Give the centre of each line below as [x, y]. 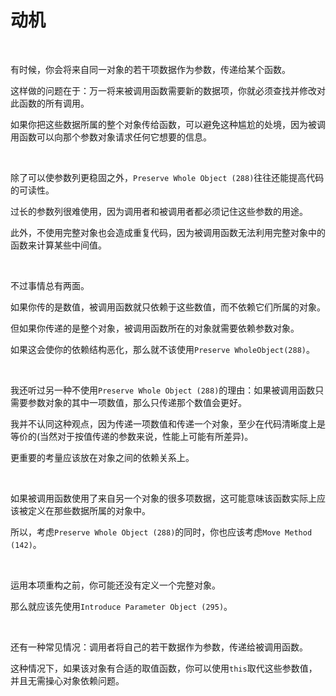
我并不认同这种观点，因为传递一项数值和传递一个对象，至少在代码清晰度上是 [168, 423]
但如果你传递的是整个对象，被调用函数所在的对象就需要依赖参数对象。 [155, 328]
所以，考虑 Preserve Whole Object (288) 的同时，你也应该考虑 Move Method [161, 532]
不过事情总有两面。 [50, 285]
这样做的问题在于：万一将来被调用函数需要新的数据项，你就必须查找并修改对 [168, 90]
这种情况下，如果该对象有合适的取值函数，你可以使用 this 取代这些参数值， [164, 668]
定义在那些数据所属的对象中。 [89, 510]
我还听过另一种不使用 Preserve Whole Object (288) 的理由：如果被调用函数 [163, 390]
